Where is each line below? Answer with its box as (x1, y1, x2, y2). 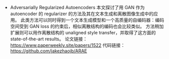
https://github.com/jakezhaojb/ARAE (10, 48, 87, 54)
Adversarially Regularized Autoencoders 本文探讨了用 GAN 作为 (10, 5, 145, 10)
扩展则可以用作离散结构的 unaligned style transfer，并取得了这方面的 (10, 30, 156, 35)
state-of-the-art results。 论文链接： (10, 36, 88, 42)
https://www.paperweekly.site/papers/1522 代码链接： (10, 42, 125, 48)
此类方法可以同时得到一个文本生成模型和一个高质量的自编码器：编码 (20, 17, 164, 23)
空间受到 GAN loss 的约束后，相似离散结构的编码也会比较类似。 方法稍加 (10, 23, 164, 29)
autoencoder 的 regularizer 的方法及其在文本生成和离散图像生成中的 (10, 11, 154, 17)
